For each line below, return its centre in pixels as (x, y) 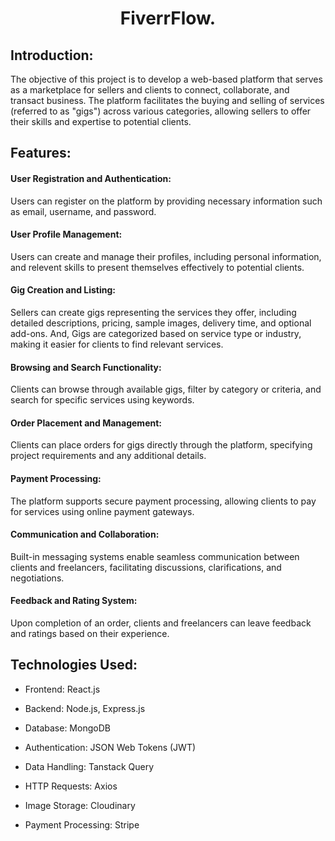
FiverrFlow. (168, 18)
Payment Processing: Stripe (82, 824)
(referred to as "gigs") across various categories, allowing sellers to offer (161, 111)
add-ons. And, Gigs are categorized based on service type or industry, (156, 333)
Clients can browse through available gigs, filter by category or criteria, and (166, 389)
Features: (41, 153)
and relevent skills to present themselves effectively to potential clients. (157, 267)
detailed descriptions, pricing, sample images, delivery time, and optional (161, 323)
